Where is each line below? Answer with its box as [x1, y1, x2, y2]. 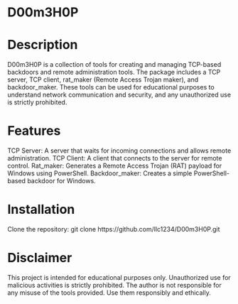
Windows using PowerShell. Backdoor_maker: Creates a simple [7, 169, 193, 178]
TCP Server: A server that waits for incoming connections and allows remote [7, 146, 232, 155]
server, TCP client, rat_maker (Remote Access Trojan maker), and [7, 75, 199, 84]
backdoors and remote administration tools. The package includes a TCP [7, 68, 221, 77]
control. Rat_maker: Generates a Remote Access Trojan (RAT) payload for [7, 161, 222, 170]
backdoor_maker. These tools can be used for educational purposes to [7, 83, 215, 92]
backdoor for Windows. [27, 177, 96, 185]
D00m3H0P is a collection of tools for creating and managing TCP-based [7, 60, 222, 69]
